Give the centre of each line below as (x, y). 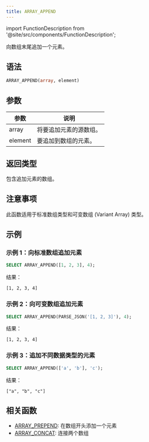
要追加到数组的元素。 (66, 141)
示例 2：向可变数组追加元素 (45, 304)
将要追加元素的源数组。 (69, 130)
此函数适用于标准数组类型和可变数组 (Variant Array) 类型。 (77, 214)
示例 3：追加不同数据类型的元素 (51, 356)
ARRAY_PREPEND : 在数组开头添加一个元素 (65, 426)
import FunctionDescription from (45, 28)
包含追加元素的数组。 (32, 178)
